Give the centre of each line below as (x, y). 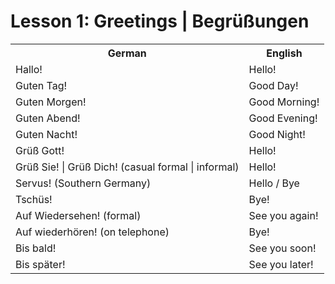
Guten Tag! (41, 85)
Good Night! (277, 134)
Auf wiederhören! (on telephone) (92, 232)
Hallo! (29, 69)
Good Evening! (283, 118)
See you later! (281, 264)
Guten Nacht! (46, 134)
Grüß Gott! (40, 150)
